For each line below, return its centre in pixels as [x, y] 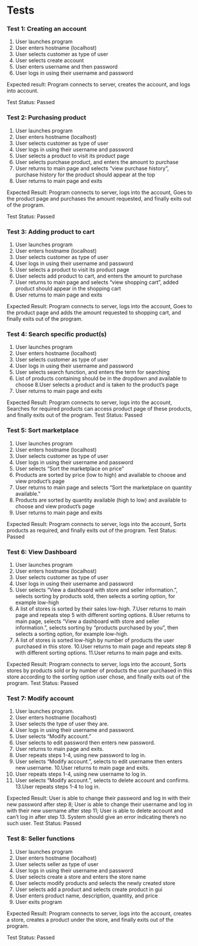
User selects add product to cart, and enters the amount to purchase [99, 276]
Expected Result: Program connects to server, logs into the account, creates [99, 913]
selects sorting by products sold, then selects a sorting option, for [95, 596]
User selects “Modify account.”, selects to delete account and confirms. [103, 780]
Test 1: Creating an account [47, 29]
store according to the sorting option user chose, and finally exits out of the [98, 677]
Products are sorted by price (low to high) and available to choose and [100, 474]
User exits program [39, 902]
